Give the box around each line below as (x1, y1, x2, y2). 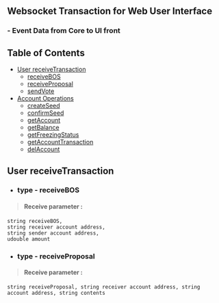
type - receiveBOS (16, 185, 80, 195)
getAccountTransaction (27, 138, 94, 146)
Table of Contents (7, 47, 86, 59)
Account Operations (16, 94, 74, 103)
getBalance (27, 123, 60, 132)
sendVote (27, 87, 55, 95)
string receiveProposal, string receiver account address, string (7, 283, 201, 290)
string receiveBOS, (7, 218, 63, 224)
